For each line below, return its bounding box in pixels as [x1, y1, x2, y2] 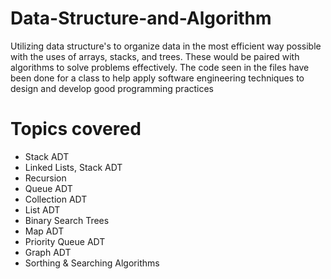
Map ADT [24, 225, 65, 237]
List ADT [24, 203, 61, 216]
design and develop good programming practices [10, 82, 215, 94]
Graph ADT [24, 246, 72, 258]
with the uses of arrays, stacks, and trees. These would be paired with [10, 50, 300, 62]
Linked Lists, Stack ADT [24, 161, 123, 173]
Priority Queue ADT [24, 235, 106, 247]
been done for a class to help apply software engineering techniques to [10, 72, 305, 84]
